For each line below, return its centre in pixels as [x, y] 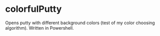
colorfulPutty [33, 9]
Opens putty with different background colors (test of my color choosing [80, 23]
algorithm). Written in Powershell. [40, 28]
